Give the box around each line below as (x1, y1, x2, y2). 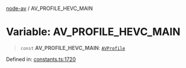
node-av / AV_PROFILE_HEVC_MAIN (6, 5, 93, 12)
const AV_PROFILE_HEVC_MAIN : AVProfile (20, 44, 125, 51)
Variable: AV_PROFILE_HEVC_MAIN (6, 26, 181, 38)
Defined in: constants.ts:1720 (6, 55, 76, 63)
